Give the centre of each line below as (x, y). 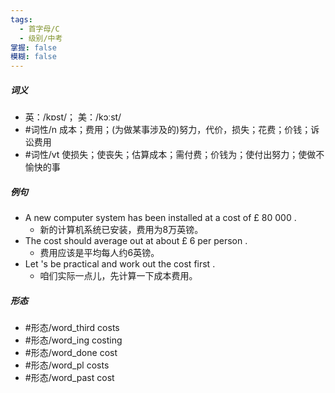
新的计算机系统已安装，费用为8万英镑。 (121, 230)
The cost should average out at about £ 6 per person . (136, 241)
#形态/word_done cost (71, 353)
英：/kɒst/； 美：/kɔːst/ (73, 117)
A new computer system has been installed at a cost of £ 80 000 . (160, 218)
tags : (21, 19)
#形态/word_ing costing (73, 340)
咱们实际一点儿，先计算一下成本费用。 (118, 276)
